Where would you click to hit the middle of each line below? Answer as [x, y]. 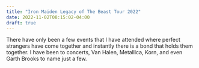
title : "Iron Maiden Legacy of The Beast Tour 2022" [74, 12]
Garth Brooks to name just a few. [47, 59]
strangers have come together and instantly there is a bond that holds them [100, 46]
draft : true [21, 23]
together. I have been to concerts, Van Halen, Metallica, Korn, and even [94, 52]
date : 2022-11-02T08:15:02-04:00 [48, 17]
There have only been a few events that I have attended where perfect [93, 40]
